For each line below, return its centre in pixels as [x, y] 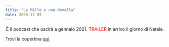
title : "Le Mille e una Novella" [40, 10]
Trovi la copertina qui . [28, 39]
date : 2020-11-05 [24, 15]
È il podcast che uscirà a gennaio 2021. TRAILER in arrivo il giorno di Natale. [85, 29]
